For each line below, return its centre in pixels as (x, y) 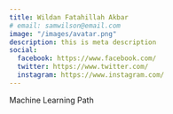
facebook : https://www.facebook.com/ (87, 58)
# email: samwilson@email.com (65, 26)
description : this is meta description (83, 42)
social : (24, 50)
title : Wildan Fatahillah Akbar (69, 17)
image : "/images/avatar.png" (63, 34)
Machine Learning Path (52, 100)
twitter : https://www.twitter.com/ (83, 67)
